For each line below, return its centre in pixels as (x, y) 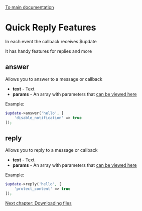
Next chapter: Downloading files (38, 203)
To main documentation (30, 7)
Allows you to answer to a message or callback (54, 79)
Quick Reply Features (51, 28)
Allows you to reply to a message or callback (51, 150)
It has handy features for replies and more (49, 51)
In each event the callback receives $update (51, 41)
